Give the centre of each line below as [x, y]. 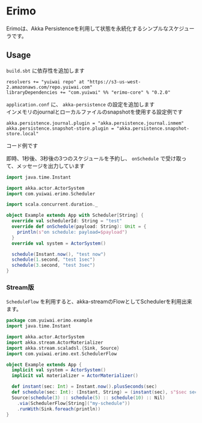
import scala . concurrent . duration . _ [52, 205]
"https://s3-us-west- [114, 82]
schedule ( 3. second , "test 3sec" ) [54, 266]
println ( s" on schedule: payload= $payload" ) [72, 232]
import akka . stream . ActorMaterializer [55, 342]
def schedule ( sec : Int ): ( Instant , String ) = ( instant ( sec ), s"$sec [99, 392]
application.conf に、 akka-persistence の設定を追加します [81, 104]
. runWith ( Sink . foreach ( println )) [59, 409]
